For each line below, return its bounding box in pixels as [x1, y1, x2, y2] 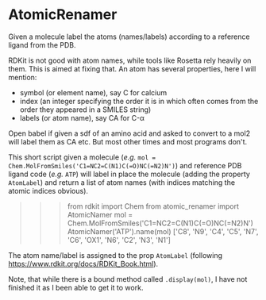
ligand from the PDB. [8, 40, 77, 49]
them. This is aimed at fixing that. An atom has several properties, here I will [8, 63, 256, 73]
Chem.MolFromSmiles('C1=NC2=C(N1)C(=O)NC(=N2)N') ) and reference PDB [8, 160, 242, 170]
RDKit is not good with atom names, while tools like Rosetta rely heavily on [8, 56, 252, 65]
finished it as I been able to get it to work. [8, 283, 144, 292]
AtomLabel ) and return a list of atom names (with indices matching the [8, 177, 236, 187]
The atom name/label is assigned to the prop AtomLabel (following [8, 250, 223, 260]
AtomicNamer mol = [67, 210, 133, 219]
